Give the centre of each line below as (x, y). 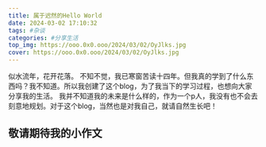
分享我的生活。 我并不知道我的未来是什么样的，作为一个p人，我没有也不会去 (133, 96)
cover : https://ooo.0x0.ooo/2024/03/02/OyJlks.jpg (94, 52)
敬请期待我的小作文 (55, 133)
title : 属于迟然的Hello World (55, 15)
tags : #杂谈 (27, 30)
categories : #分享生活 (43, 38)
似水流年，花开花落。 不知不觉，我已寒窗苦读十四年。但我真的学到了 (120, 76)
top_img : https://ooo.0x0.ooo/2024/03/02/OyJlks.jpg (97, 45)
